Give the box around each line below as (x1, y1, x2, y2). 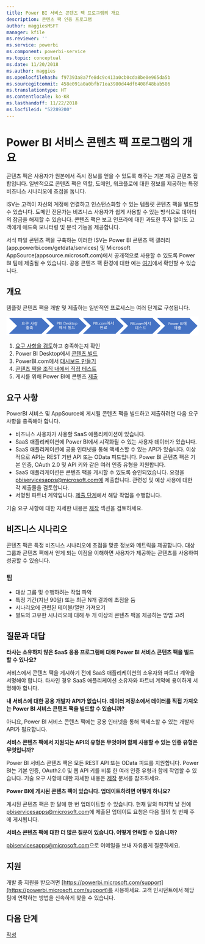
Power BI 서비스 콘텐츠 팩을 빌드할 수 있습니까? (12, 704, 125, 712)
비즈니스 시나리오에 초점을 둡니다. (6, 187, 87, 195)
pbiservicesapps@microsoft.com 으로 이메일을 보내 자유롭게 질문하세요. (6, 841, 181, 849)
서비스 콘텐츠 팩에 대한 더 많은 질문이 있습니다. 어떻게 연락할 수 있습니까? (6, 829, 178, 836)
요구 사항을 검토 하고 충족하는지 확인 (15, 342, 101, 349)
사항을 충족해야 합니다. (6, 417, 60, 425)
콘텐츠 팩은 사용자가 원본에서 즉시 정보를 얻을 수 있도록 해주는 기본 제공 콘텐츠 (6, 172, 192, 180)
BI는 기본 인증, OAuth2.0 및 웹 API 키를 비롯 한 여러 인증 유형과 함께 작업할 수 (6, 767, 191, 774)
